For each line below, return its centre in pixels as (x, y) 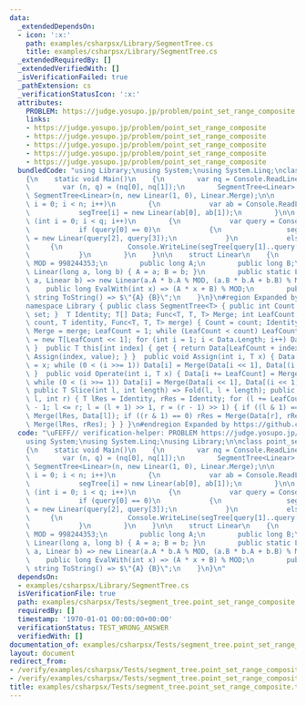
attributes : (41, 102)
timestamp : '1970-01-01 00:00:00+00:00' (95, 619)
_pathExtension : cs (55, 86)
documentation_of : (44, 645)
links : (38, 119)
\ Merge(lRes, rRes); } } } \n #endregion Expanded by (128, 425)
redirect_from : (38, 661)
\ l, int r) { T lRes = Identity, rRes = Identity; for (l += (146, 399)
